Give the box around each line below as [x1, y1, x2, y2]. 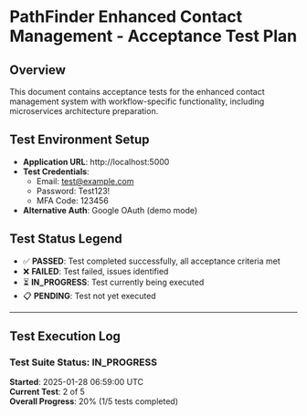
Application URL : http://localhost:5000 [22, 156, 170, 167]
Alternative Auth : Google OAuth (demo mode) [22, 204, 198, 215]
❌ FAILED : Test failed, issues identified [22, 265, 169, 276]
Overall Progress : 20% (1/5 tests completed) [9, 396, 179, 407]
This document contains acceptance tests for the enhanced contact [9, 87, 265, 97]
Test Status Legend [9, 231, 123, 247]
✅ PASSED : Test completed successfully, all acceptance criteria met [22, 255, 281, 266]
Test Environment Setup [9, 132, 150, 148]
